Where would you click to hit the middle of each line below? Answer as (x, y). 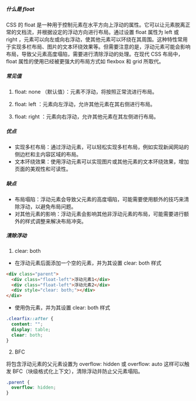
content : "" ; (27, 324)
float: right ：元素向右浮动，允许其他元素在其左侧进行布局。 (87, 116)
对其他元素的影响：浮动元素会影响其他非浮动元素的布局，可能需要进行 (99, 214)
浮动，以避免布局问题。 (48, 206)
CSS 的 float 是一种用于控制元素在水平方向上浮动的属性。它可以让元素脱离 (96, 25)
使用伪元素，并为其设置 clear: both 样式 (62, 308)
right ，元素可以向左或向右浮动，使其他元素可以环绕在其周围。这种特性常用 (97, 39)
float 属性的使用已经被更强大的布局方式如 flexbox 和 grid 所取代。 (85, 61)
